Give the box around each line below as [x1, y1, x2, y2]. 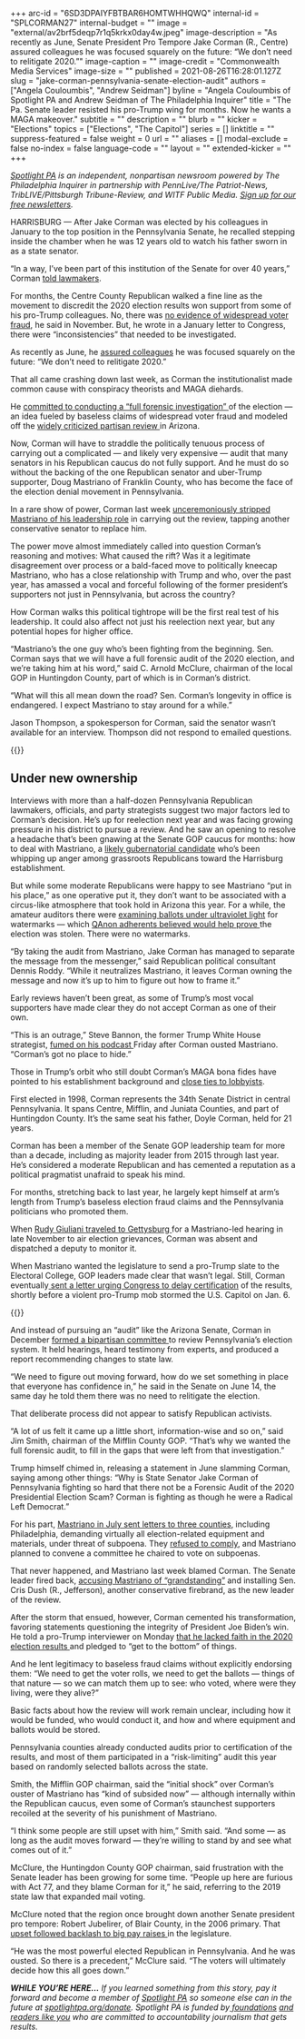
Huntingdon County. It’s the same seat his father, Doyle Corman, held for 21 [10, 1113, 292, 1123]
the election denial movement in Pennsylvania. [10, 486, 184, 497]
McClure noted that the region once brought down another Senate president [10, 1908, 295, 1919]
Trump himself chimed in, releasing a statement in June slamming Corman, [10, 1462, 290, 1473]
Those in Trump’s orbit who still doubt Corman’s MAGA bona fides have [10, 1066, 277, 1077]
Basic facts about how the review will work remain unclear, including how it [10, 1705, 291, 1716]
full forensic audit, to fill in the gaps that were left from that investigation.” [10, 1444, 285, 1456]
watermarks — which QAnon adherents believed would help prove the [10, 918, 272, 929]
